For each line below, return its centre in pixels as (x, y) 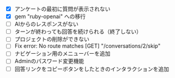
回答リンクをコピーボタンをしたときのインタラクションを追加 (92, 69)
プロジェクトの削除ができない (52, 39)
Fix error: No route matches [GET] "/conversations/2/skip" (87, 46)
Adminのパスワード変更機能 (49, 61)
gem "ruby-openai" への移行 (50, 16)
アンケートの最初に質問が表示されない (62, 9)
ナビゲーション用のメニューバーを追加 (62, 54)
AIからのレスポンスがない (46, 24)
